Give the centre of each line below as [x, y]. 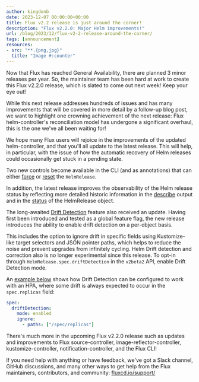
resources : [20, 45]
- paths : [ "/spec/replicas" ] [58, 325]
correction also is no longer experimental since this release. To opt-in [91, 255]
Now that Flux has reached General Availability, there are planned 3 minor [96, 72]
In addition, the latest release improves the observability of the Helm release [99, 188]
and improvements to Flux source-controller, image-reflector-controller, [94, 342]
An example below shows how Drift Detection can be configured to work [95, 279]
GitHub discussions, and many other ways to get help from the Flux [89, 366]
